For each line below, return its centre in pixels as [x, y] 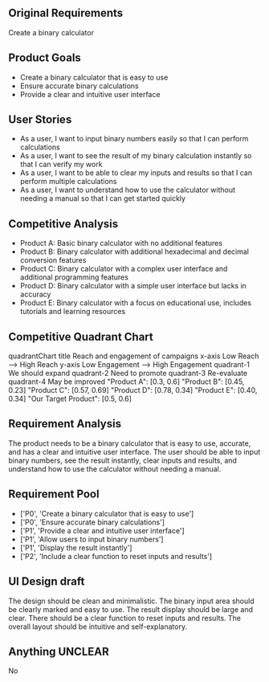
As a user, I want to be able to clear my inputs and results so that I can [136, 173]
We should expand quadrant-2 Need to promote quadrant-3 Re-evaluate [128, 374]
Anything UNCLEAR [59, 651]
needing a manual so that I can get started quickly [103, 198]
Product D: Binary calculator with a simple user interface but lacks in [133, 286]
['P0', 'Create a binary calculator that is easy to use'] [107, 513]
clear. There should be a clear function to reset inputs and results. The [125, 618]
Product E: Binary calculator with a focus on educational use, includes [135, 303]
